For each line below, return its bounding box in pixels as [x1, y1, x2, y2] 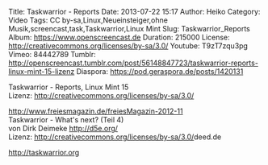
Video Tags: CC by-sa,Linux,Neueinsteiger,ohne [8, 15, 168, 25]
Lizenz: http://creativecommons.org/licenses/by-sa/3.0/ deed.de [8, 132, 222, 142]
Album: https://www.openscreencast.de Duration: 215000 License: [8, 32, 230, 42]
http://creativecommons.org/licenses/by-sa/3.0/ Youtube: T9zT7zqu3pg [8, 41, 249, 51]
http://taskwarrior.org [8, 148, 80, 157]
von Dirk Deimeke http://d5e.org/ [8, 124, 119, 133]
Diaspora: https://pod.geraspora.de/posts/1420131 [76, 67, 244, 76]
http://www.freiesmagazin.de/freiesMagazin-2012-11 [8, 106, 183, 116]
